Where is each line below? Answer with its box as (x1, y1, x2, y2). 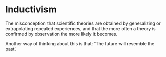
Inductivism (5, 4, 57, 15)
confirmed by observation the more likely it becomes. (5, 31, 118, 37)
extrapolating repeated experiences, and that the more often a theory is (5, 25, 156, 31)
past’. (5, 46, 17, 52)
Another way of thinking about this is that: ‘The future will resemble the (5, 40, 155, 46)
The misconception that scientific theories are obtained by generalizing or (5, 20, 161, 26)
